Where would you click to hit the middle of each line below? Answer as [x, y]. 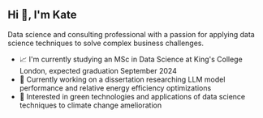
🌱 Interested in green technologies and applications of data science [132, 96]
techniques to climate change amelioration [91, 105]
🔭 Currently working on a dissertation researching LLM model [122, 79]
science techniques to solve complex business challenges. [106, 43]
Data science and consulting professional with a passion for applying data [131, 34]
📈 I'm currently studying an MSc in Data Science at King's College [131, 59]
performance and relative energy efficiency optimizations [115, 88]
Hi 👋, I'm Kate [42, 15]
